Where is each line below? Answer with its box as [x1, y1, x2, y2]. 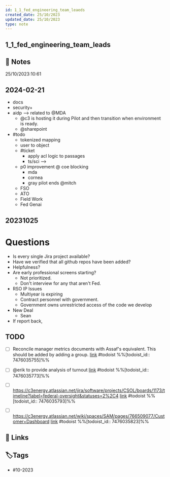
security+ [12, 104, 33, 111]
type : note [5, 21, 28, 27]
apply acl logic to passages [27, 153, 85, 159]
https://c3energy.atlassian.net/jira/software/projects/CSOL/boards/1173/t [12, 387, 165, 393]
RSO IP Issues [12, 285, 42, 291]
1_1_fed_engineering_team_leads [5, 40, 111, 49]
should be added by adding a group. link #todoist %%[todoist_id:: [12, 352, 150, 358]
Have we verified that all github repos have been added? [12, 259, 131, 265]
